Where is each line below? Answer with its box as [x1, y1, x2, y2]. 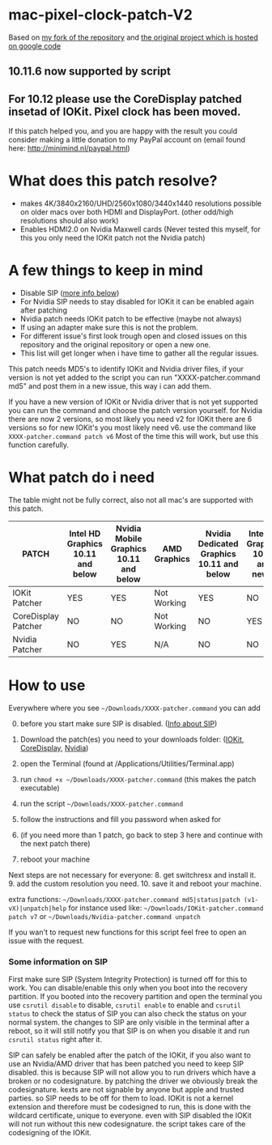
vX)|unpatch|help [8, 905, 67, 913]
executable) [19, 783, 60, 793]
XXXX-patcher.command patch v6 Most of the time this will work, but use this [8, 432, 259, 441]
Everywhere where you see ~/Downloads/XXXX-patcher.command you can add [8, 703, 261, 713]
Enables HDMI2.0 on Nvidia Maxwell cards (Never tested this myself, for [19, 224, 261, 234]
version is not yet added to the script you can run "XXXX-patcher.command [8, 372, 261, 382]
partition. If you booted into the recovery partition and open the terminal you [8, 992, 262, 1002]
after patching [19, 305, 67, 315]
